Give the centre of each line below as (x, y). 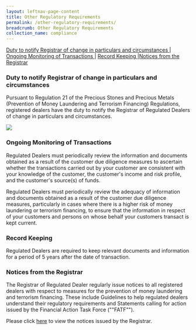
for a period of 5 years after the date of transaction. (68, 257)
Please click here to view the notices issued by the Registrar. (79, 321)
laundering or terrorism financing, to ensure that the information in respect (96, 210)
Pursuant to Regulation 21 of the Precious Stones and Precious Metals (90, 98)
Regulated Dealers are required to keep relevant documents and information (98, 251)
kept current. (22, 223)
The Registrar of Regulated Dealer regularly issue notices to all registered (94, 285)
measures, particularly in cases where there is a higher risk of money (90, 204)
